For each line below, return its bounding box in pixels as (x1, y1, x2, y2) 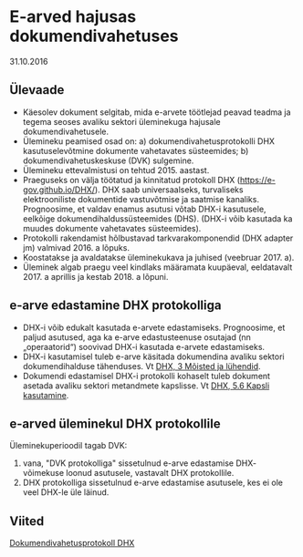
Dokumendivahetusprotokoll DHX (9, 538, 135, 549)
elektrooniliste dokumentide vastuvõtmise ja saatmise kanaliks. (22, 193, 260, 204)
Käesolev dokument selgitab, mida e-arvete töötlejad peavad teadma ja (22, 107, 291, 118)
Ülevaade (9, 82, 65, 98)
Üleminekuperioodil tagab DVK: (9, 440, 128, 451)
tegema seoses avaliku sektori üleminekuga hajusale (22, 116, 221, 127)
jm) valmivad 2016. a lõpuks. (22, 242, 131, 253)
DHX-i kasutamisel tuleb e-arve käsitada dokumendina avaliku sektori (22, 351, 285, 362)
